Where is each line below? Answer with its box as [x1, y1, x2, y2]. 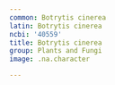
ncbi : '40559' [9, 30, 63, 38]
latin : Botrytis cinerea [9, 21, 102, 30]
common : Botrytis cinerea [9, 13, 106, 22]
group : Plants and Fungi [9, 47, 102, 55]
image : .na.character [9, 55, 91, 64]
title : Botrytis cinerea [9, 38, 102, 47]
